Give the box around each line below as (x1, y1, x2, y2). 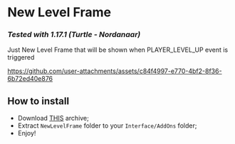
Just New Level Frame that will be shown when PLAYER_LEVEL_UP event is (7, 45, 229, 54)
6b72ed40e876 (7, 74, 53, 83)
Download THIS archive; (17, 114, 89, 123)
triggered (7, 53, 35, 62)
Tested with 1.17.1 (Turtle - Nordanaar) (7, 30, 141, 40)
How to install (7, 95, 70, 107)
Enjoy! (17, 129, 36, 138)
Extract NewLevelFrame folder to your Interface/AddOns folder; (17, 121, 197, 130)
